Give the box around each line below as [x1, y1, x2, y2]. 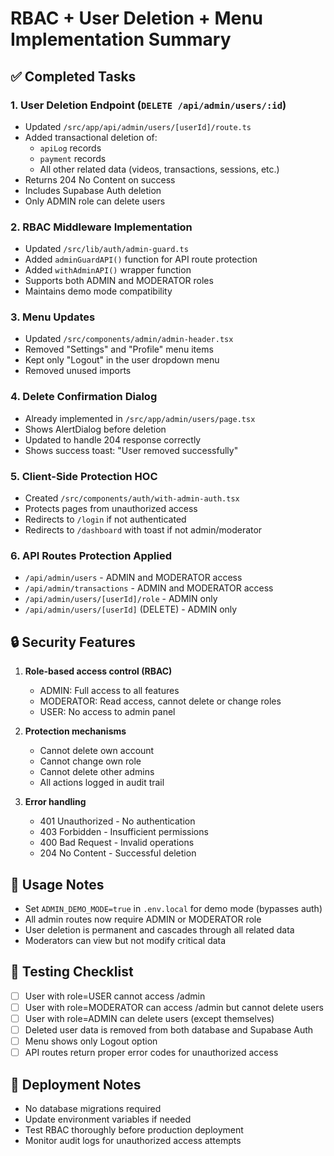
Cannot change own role [39, 755, 142, 767]
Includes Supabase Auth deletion [24, 184, 162, 196]
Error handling [24, 796, 87, 808]
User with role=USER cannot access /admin [24, 990, 206, 1002]
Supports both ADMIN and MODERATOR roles [24, 275, 214, 287]
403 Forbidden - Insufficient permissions [39, 826, 209, 838]
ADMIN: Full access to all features [39, 685, 180, 697]
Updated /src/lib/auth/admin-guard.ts [24, 243, 189, 255]
